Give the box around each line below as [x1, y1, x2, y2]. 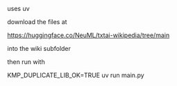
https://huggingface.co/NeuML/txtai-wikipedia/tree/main [7, 31, 170, 39]
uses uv [7, 5, 30, 12]
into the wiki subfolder [7, 45, 71, 52]
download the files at [7, 18, 67, 25]
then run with [7, 58, 45, 66]
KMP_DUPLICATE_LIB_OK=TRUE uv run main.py [7, 71, 144, 79]
